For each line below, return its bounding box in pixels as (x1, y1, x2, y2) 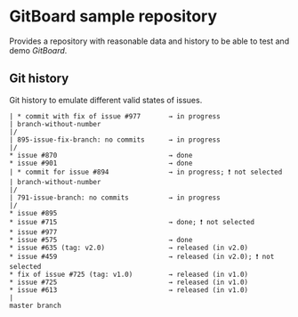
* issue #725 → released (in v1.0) (9, 278, 249, 287)
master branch (9, 301, 62, 310)
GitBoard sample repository (9, 6, 218, 27)
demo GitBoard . (9, 45, 68, 55)
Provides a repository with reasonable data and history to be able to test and (9, 36, 290, 46)
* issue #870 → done (9, 150, 193, 159)
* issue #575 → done (9, 235, 193, 244)
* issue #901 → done (9, 158, 193, 167)
